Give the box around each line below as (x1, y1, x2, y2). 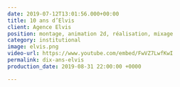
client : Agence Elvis (7, 23, 72, 30)
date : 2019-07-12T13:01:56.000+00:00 (7, 10, 120, 18)
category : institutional (7, 37, 81, 44)
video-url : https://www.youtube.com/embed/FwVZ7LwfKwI (7, 50, 174, 57)
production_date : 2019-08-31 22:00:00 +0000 (7, 63, 142, 70)
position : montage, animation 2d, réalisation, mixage (7, 30, 174, 37)
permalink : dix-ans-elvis (7, 57, 84, 64)
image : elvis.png (7, 43, 59, 50)
